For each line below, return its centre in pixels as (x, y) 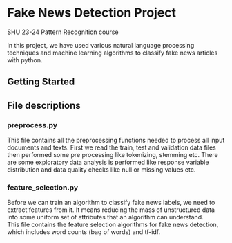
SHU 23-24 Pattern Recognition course (63, 32)
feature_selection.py (43, 187)
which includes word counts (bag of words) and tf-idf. (84, 232)
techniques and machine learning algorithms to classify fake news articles (113, 53)
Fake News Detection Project (92, 13)
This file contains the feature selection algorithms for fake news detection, (113, 225)
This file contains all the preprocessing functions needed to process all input (116, 141)
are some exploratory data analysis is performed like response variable (108, 162)
